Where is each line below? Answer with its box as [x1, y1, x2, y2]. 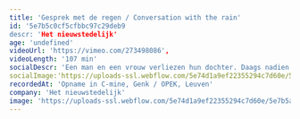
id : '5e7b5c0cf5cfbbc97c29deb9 [9, 21, 126, 30]
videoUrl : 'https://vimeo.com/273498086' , [9, 47, 170, 55]
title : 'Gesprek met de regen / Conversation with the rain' [9, 13, 242, 22]
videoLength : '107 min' [9, 55, 98, 64]
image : [9, 96, 34, 106]
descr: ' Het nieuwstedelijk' [9, 30, 118, 38]
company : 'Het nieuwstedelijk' [9, 88, 126, 97]
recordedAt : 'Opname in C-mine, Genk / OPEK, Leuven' [9, 80, 214, 89]
